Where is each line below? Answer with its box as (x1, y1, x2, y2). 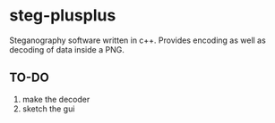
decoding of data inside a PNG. (9, 44, 125, 54)
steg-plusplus (9, 5, 116, 26)
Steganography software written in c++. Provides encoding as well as (9, 35, 266, 45)
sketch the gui (21, 103, 75, 114)
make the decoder (21, 94, 90, 104)
